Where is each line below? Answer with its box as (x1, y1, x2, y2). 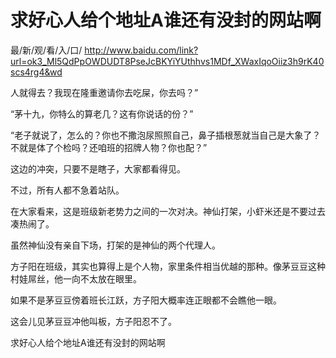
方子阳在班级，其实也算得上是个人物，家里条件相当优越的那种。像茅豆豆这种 (10, 260, 326, 272)
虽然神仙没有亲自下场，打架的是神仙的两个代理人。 (10, 239, 221, 251)
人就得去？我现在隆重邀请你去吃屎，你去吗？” (10, 86, 199, 98)
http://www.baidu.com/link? (84, 44, 199, 56)
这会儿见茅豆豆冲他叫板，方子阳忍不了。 (10, 315, 177, 327)
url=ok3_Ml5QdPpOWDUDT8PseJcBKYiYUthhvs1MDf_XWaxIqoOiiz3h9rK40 (10, 55, 325, 67)
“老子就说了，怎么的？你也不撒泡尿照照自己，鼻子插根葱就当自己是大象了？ (10, 129, 322, 141)
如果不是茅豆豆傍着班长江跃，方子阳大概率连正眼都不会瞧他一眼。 (10, 294, 282, 306)
